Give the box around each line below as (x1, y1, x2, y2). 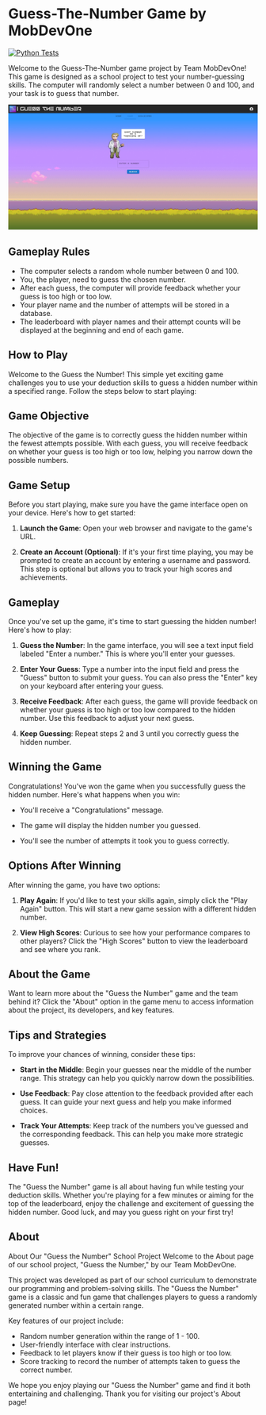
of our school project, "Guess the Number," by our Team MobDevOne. (8, 1259, 237, 1269)
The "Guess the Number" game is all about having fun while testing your (8, 1182, 245, 1192)
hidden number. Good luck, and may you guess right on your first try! (8, 1208, 234, 1217)
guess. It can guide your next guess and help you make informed (19, 1097, 232, 1107)
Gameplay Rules (8, 245, 90, 259)
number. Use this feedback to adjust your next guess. (19, 714, 195, 723)
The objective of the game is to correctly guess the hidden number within (8, 430, 248, 440)
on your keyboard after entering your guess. (19, 681, 164, 691)
